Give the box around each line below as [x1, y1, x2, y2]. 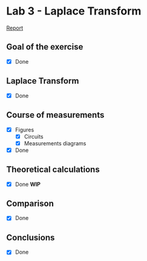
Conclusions [6, 232, 55, 243]
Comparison [6, 199, 54, 209]
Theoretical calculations [6, 165, 100, 175]
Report [6, 24, 24, 31]
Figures [15, 126, 34, 133]
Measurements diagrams [24, 139, 87, 147]
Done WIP [15, 180, 41, 188]
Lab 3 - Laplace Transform [6, 4, 142, 18]
